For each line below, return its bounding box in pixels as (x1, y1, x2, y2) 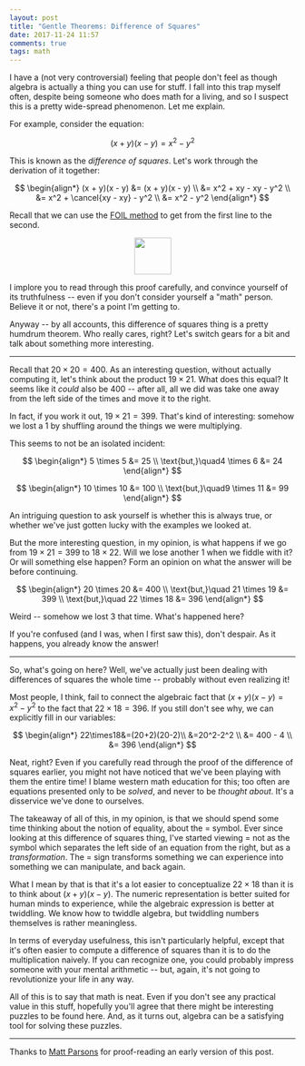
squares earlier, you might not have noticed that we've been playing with (9, 766, 281, 777)
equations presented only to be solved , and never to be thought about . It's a (9, 786, 294, 797)
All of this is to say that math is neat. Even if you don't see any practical (9, 992, 277, 1002)
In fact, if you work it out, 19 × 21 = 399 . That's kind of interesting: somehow (9, 410, 295, 421)
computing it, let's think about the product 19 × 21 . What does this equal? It (9, 373, 289, 384)
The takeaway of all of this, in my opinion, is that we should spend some (9, 814, 280, 824)
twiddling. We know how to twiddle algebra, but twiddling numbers (9, 908, 260, 919)
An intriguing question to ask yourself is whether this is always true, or (9, 509, 272, 520)
